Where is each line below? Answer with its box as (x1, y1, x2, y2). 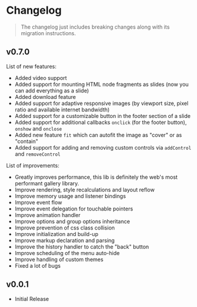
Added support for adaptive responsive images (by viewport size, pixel (14, 100, 189, 107)
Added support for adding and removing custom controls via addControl (14, 144, 192, 151)
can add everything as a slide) (14, 87, 89, 94)
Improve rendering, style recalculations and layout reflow (14, 186, 155, 193)
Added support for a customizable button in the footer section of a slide (14, 112, 191, 119)
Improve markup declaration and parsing (14, 237, 115, 244)
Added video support (14, 74, 67, 81)
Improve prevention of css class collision (14, 224, 115, 231)
